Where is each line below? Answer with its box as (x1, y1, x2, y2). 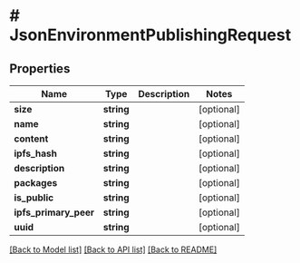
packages (14, 177, 58, 189)
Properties (9, 61, 71, 76)
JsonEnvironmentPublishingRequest (9, 24, 292, 45)
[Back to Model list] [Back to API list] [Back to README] (9, 244, 218, 255)
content (14, 132, 49, 145)
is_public (14, 191, 54, 204)
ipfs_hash (14, 147, 57, 160)
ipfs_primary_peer (14, 206, 95, 219)
